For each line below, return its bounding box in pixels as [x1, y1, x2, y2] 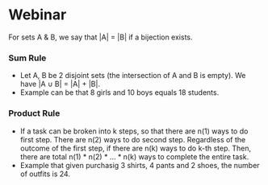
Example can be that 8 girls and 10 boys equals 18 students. [19, 88, 220, 97]
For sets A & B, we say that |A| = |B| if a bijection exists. [8, 32, 193, 42]
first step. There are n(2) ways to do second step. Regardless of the [19, 134, 246, 144]
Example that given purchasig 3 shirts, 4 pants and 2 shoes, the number [19, 160, 260, 170]
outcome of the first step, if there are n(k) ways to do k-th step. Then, [19, 143, 252, 153]
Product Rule [8, 108, 61, 119]
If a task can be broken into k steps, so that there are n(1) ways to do [19, 126, 249, 136]
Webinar [8, 6, 67, 24]
